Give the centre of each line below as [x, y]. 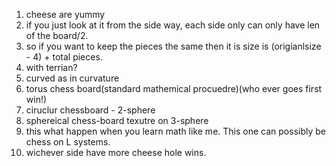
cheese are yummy [65, 14]
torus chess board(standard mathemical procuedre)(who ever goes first [174, 88]
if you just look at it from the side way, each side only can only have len [173, 25]
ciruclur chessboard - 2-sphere [90, 110]
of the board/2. [57, 35]
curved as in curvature [72, 78]
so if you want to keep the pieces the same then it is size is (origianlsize [173, 46]
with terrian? [51, 67]
